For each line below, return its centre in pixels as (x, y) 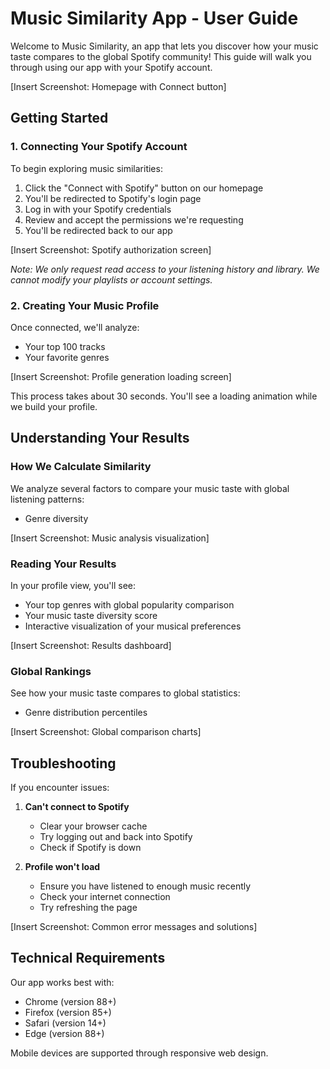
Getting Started (59, 118)
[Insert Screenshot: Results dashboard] (91, 645)
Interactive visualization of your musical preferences (133, 626)
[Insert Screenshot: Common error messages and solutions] (134, 927)
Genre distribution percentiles (86, 713)
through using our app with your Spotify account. (111, 67)
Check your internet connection (105, 897)
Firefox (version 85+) (68, 1012)
